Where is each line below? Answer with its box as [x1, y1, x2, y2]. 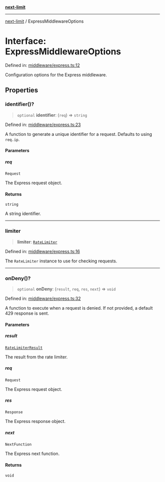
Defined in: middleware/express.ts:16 [5, 248, 80, 254]
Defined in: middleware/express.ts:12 [5, 62, 80, 68]
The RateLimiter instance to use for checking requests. [5, 258, 117, 264]
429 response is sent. [5, 310, 49, 316]
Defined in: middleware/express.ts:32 [5, 295, 81, 301]
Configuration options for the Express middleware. [5, 71, 107, 78]
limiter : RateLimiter [17, 239, 57, 245]
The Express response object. [5, 418, 66, 424]
